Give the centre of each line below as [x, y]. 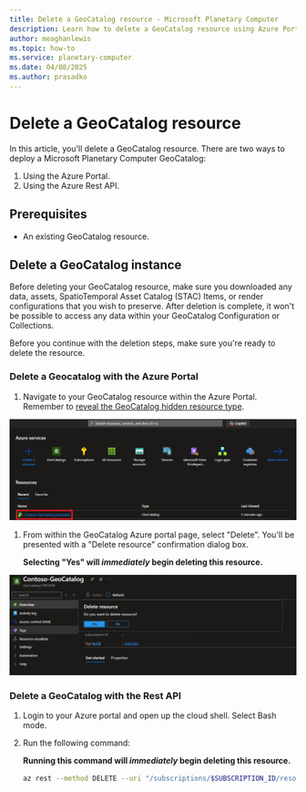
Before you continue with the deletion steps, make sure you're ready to [143, 343]
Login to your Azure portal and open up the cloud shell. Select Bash [149, 715]
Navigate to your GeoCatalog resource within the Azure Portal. [140, 396]
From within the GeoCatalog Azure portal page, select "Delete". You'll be [158, 535]
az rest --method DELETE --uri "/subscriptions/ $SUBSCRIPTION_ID [149, 778]
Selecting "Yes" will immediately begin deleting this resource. [143, 562]
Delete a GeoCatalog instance [96, 265]
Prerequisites [48, 214]
